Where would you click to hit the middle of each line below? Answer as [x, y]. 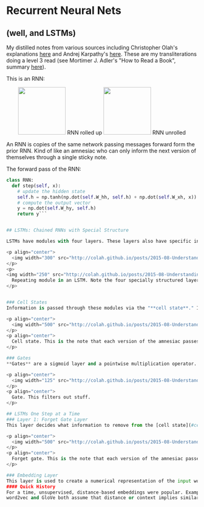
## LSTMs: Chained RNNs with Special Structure [68, 230]
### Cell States [27, 302]
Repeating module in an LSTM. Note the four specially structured [97, 281]
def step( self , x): [36, 186]
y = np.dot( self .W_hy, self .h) [57, 208]
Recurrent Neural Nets [64, 11]
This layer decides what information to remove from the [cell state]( [99, 425]
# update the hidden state [51, 191]
